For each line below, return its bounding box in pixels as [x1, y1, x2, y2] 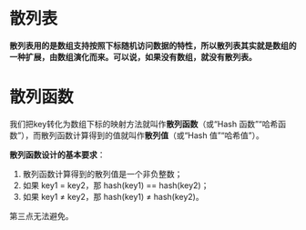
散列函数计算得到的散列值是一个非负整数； [22, 168, 183, 179]
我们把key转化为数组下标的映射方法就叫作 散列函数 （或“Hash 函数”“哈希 [9, 118, 279, 129]
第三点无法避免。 [9, 210, 74, 221]
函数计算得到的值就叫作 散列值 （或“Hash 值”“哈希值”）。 [56, 129, 264, 141]
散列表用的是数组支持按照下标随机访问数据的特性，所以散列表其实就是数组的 [9, 40, 297, 51]
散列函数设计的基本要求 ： [9, 149, 106, 160]
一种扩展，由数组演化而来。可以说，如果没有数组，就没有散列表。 [9, 51, 257, 62]
